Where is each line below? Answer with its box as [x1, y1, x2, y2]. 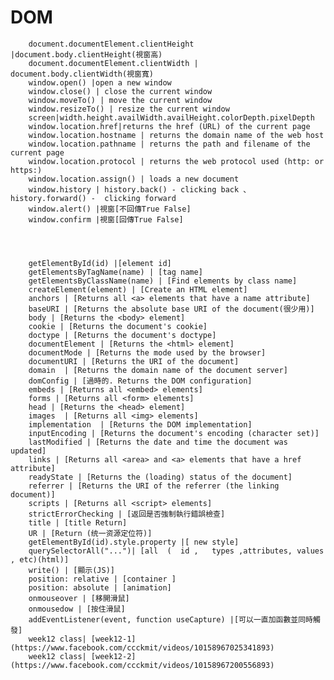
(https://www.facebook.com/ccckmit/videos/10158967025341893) [10, 642, 275, 653]
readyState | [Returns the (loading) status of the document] [28, 472, 293, 482]
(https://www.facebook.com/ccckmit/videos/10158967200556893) [10, 660, 275, 670]
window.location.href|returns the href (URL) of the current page [28, 121, 311, 131]
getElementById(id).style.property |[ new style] [28, 537, 240, 547]
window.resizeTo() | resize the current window [28, 104, 230, 114]
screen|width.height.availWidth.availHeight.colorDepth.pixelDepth [28, 112, 315, 123]
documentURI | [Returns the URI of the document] [28, 356, 240, 366]
